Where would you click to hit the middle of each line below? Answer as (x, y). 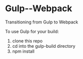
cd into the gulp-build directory (44, 46)
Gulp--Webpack (39, 9)
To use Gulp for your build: (32, 31)
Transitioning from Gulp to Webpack (42, 22)
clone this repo (27, 41)
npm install (23, 51)
